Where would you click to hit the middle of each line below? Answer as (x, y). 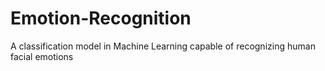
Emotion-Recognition (101, 18)
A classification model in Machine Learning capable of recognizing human (163, 46)
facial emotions (42, 56)
